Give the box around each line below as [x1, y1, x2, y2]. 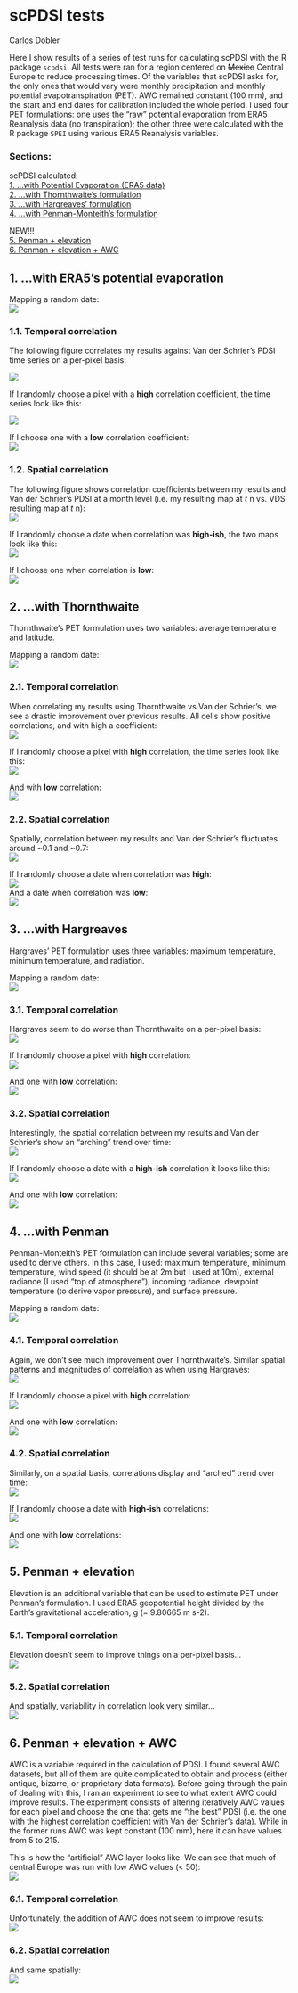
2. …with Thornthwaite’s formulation [9, 189, 141, 201]
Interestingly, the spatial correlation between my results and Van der [9, 1128, 260, 1138]
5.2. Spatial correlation [9, 1680, 110, 1693]
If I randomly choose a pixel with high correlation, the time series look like [9, 746, 280, 757]
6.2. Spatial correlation [9, 1944, 110, 1956]
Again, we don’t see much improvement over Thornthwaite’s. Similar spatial [9, 1354, 286, 1365]
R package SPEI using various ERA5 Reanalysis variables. [9, 127, 220, 138]
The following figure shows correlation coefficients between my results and [9, 483, 286, 495]
